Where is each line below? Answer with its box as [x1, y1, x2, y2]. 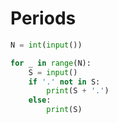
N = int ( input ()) [10, 40, 83, 50]
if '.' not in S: [28, 77, 101, 87]
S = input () [28, 67, 78, 77]
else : [28, 95, 52, 106]
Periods [10, 7, 77, 30]
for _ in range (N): [10, 58, 92, 68]
